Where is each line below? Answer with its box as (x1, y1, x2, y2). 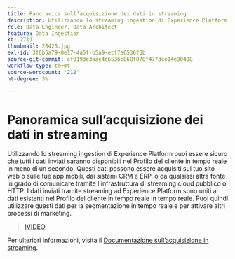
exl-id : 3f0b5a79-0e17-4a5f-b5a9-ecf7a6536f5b (7, 50, 146, 57)
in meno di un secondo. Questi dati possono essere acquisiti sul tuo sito (7, 164, 215, 173)
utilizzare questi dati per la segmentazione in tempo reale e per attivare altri (7, 202, 226, 210)
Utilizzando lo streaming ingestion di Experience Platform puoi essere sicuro (7, 150, 228, 158)
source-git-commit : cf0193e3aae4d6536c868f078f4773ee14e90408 (7, 56, 193, 63)
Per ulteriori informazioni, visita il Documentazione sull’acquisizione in (7, 236, 209, 245)
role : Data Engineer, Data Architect (7, 23, 118, 30)
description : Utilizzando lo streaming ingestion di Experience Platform (7, 17, 228, 24)
